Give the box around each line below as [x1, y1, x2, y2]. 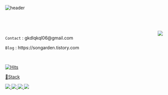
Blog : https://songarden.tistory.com [5, 45, 79, 50]
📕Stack [5, 74, 20, 80]
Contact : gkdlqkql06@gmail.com [5, 35, 73, 41]
